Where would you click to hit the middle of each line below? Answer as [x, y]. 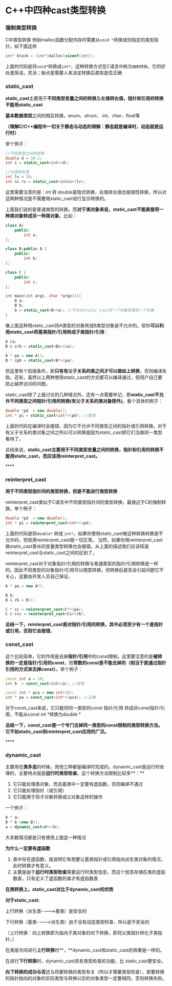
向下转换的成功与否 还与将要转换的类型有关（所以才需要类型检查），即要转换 [85, 972]
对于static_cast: [23, 900]
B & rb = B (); [20, 600]
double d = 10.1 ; [24, 158]
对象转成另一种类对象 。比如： [46, 216]
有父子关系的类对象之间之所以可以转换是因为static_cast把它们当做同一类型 [84, 432]
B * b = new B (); [23, 822]
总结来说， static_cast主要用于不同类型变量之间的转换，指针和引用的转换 [82, 449]
